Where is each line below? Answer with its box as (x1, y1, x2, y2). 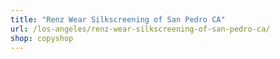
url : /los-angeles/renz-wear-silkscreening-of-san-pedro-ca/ (10, 24, 271, 34)
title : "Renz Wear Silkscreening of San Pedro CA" (10, 14, 226, 25)
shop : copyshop (10, 33, 74, 43)
